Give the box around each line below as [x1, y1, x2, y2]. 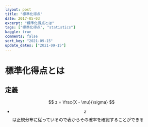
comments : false [5, 34, 38, 39]
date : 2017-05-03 [5, 16, 40, 21]
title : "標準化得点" [5, 12, 43, 16]
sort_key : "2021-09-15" [5, 39, 53, 43]
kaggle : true [5, 29, 32, 34]
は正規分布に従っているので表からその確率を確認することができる [12, 116, 144, 122]
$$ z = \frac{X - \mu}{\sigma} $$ [48, 99, 115, 105]
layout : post [5, 7, 32, 12]
